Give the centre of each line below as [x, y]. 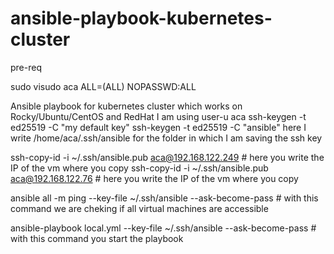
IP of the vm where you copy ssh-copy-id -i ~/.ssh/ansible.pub [139, 168]
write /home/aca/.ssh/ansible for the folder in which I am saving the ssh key [166, 138]
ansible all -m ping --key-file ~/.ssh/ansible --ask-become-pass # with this [164, 198]
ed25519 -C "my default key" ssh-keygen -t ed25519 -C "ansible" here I [158, 127]
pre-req [26, 67]
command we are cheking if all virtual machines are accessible [139, 208]
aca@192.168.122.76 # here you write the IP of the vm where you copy [154, 178]
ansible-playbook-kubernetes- [141, 18]
